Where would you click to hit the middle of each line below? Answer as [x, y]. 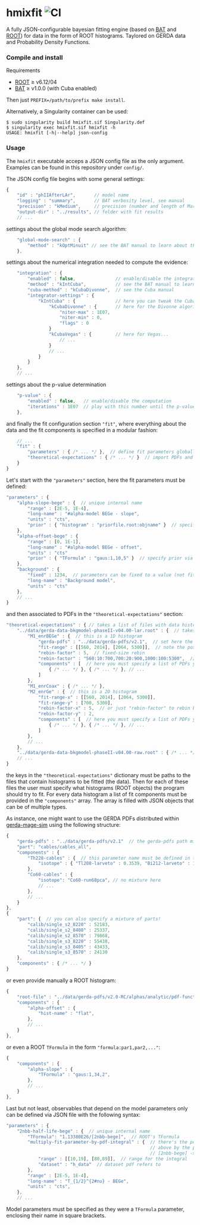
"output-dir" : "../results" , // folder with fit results [90, 212]
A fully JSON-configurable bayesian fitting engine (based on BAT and [91, 29]
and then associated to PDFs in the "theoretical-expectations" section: [95, 614]
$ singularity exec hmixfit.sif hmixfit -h [61, 128]
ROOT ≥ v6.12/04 [36, 82]
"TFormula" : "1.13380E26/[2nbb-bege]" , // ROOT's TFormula [104, 1137]
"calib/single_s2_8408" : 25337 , [69, 930]
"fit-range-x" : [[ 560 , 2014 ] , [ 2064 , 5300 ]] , [97, 697]
